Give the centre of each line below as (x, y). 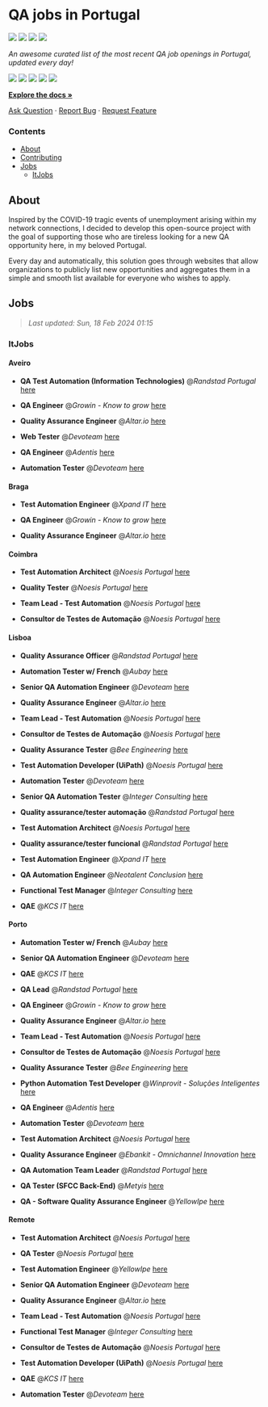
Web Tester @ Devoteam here (69, 436)
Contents (27, 131)
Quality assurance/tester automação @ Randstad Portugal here (127, 812)
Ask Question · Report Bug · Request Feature (83, 110)
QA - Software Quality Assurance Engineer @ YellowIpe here (122, 1201)
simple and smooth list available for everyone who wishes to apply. (120, 278)
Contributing (41, 157)
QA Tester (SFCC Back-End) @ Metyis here (92, 1186)
